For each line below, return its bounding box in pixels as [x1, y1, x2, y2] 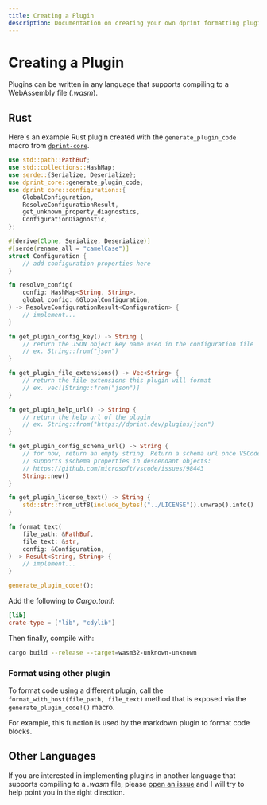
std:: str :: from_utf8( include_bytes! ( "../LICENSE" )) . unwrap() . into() [22, 501, 254, 510]
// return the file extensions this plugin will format [22, 377, 212, 385]
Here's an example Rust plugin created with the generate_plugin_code [8, 132, 237, 142]
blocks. [8, 726, 33, 736]
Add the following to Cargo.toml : [8, 596, 115, 605]
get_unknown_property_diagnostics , [22, 208, 141, 216]
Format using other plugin [8, 667, 110, 678]
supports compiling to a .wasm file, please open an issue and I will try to [8, 779, 245, 788]
